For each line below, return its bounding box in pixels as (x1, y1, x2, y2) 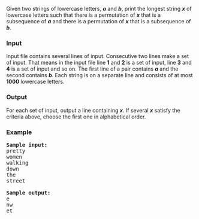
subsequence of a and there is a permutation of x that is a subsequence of (6, 18, 191, 25)
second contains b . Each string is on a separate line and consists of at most (6, 72, 193, 79)
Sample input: (6, 141, 48, 148)
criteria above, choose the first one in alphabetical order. (6, 113, 146, 120)
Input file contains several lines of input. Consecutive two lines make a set (6, 53, 189, 60)
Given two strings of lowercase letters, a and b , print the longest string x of (6, 5, 192, 12)
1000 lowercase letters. (6, 78, 65, 86)
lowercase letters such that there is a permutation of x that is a (6, 11, 161, 19)
